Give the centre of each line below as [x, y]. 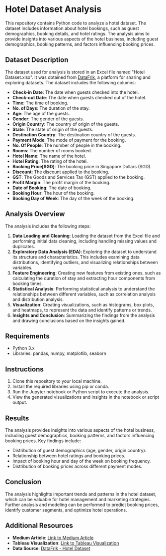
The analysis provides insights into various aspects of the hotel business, [80, 430]
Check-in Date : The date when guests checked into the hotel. [76, 92]
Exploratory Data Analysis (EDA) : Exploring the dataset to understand [84, 252]
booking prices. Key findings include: [43, 441]
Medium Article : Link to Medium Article [53, 538]
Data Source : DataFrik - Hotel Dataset [51, 548]
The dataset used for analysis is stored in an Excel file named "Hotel [75, 72]
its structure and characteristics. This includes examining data [76, 257]
